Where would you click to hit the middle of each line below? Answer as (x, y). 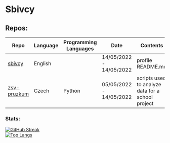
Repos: (16, 28)
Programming (80, 42)
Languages (80, 48)
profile (144, 60)
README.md (152, 67)
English (42, 63)
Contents (152, 45)
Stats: (13, 119)
